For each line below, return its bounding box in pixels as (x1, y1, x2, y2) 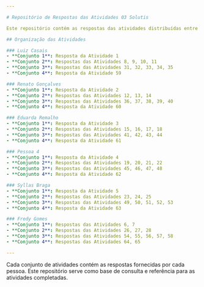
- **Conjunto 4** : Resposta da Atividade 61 (6, 137, 122, 143)
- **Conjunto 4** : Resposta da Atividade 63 (6, 205, 122, 211)
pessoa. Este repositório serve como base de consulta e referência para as (6, 267, 195, 275)
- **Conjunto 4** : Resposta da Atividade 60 (6, 104, 122, 110)
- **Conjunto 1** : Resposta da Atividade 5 (6, 187, 119, 194)
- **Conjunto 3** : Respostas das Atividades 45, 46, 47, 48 (6, 165, 163, 172)
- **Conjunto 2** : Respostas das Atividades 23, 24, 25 (6, 194, 151, 200)
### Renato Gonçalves (6, 81, 62, 87)
